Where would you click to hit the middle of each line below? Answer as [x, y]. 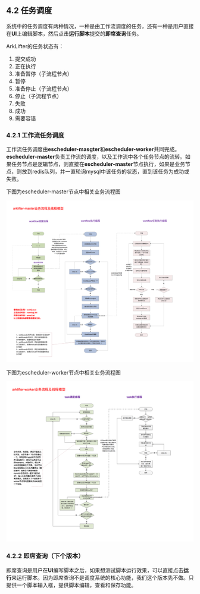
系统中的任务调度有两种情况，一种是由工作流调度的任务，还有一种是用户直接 [100, 26]
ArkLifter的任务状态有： [35, 46]
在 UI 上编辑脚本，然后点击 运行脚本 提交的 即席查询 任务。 [74, 33]
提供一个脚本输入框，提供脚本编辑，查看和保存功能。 [71, 585]
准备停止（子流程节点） [43, 89]
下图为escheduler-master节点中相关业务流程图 [63, 191]
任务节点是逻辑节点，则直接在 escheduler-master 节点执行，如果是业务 [98, 164]
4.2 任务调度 [29, 11]
